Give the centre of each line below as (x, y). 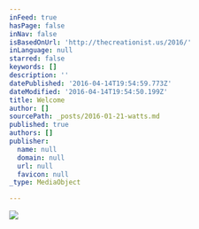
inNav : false (33, 34)
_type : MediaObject (45, 183)
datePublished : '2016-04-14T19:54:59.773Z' (91, 83)
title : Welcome (37, 100)
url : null (35, 166)
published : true (39, 125)
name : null (37, 149)
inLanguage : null (41, 51)
